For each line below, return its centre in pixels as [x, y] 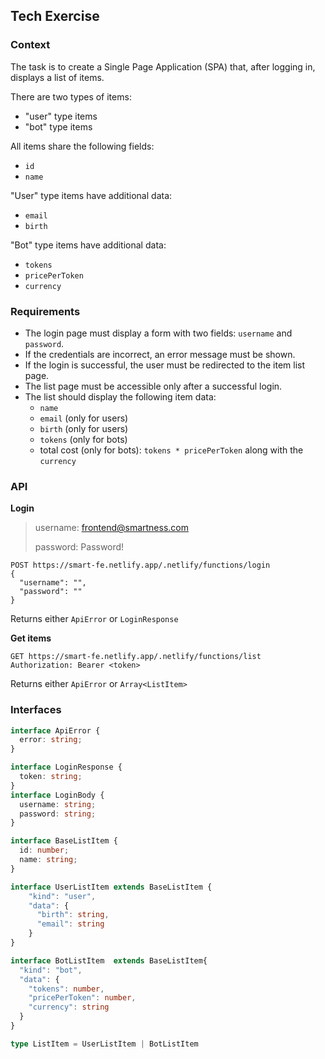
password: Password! [79, 547]
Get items [31, 638]
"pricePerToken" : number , [82, 998]
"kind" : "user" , [62, 896]
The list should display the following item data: [120, 396]
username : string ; [58, 804]
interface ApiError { [55, 730]
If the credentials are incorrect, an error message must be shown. [160, 354]
